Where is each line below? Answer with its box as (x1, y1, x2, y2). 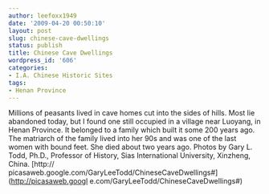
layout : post (8, 26, 52, 34)
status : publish (8, 42, 63, 50)
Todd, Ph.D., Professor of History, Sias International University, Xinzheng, (8, 151, 251, 160)
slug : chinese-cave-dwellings (8, 34, 110, 42)
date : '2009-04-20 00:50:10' (8, 19, 106, 27)
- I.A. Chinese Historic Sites (8, 71, 113, 79)
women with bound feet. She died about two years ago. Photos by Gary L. (8, 142, 253, 152)
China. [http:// (8, 160, 55, 169)
